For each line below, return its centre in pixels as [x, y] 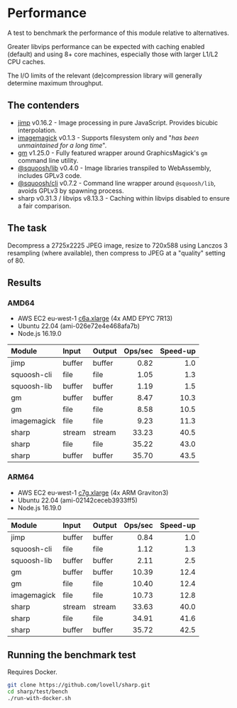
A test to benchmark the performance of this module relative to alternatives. [118, 33]
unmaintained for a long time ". [62, 145]
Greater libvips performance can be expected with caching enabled [106, 46]
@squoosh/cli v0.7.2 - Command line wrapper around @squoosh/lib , [117, 183]
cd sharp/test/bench [38, 692]
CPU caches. [27, 61]
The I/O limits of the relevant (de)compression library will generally [105, 75]
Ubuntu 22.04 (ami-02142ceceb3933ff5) [78, 500]
